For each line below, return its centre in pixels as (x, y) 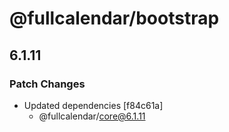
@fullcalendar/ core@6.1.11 (92, 116)
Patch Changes (47, 84)
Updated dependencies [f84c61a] (93, 105)
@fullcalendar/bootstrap (114, 18)
